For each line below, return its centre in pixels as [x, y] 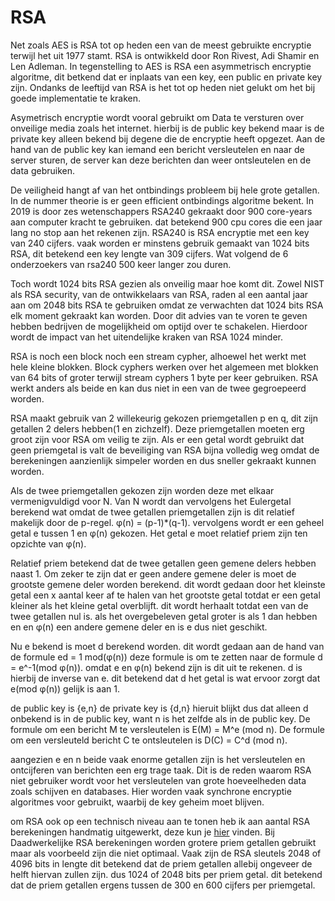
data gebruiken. [42, 170]
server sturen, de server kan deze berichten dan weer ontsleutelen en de [161, 160]
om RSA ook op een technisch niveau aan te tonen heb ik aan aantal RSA [160, 821]
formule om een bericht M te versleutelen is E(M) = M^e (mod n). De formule [167, 729]
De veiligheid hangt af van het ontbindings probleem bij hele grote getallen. [165, 190]
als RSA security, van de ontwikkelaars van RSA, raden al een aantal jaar [159, 294]
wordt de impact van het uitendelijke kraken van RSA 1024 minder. [147, 337]
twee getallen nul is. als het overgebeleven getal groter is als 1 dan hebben [164, 616]
